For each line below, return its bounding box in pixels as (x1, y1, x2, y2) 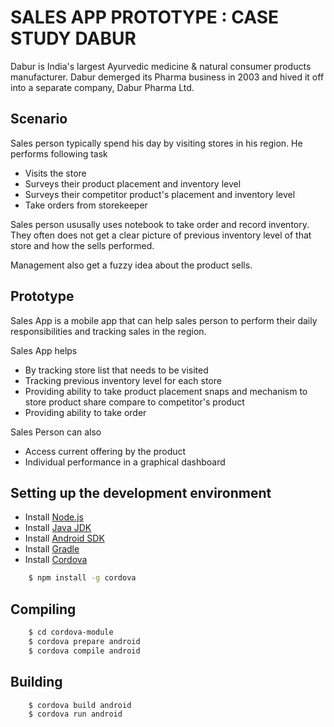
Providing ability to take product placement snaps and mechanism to (24, 385, 308, 397)
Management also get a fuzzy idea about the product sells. (10, 259, 253, 271)
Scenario (10, 111, 68, 128)
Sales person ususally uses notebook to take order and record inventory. (10, 218, 310, 230)
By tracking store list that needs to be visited (24, 364, 209, 376)
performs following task (10, 147, 108, 160)
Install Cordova (24, 554, 88, 566)
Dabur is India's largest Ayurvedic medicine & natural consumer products (10, 60, 312, 72)
